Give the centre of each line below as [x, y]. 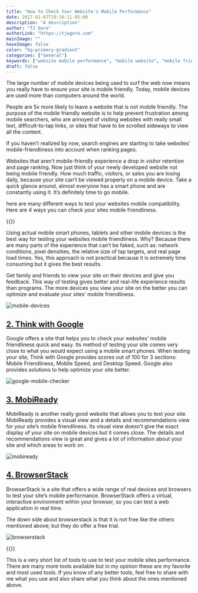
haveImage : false [27, 45]
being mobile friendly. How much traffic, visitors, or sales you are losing [93, 174]
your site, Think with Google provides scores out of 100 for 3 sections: [91, 357]
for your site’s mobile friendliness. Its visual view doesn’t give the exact [92, 426]
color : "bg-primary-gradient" [43, 50]
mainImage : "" [24, 39]
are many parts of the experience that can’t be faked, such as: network [92, 246]
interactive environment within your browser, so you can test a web [88, 502]
